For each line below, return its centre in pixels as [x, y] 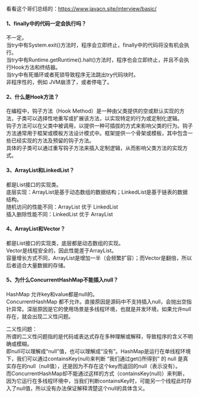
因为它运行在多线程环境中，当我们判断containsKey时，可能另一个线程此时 [96, 381]
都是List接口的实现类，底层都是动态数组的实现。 [65, 243]
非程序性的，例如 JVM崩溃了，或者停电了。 [59, 82]
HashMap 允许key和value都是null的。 [52, 294]
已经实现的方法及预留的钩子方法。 [53, 140]
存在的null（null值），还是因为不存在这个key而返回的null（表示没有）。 [96, 366]
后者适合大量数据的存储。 [37, 265]
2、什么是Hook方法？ [33, 97]
